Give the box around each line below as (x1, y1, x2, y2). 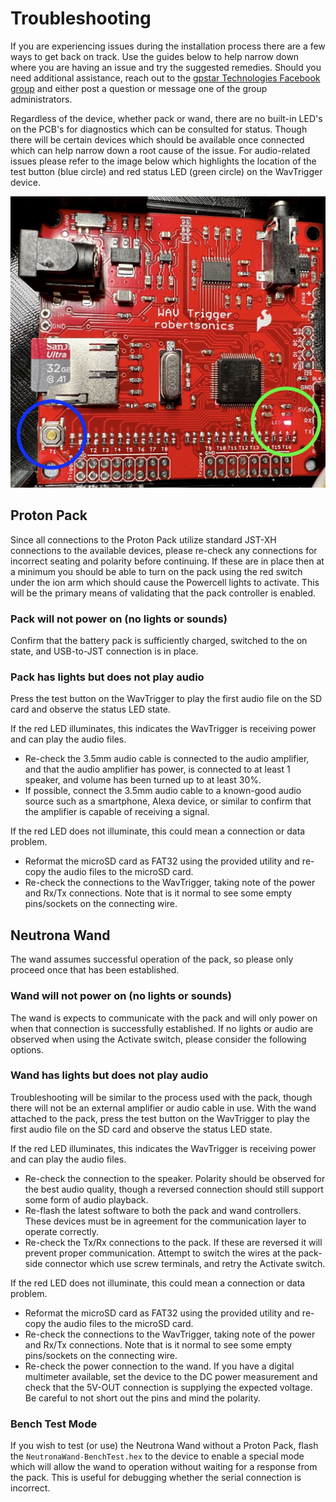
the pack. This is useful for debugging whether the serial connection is (10, 1472, 302, 1484)
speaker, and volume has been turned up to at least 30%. (24, 774, 262, 786)
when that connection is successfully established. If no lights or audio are (10, 1022, 314, 1034)
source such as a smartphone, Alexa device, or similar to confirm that (24, 795, 312, 807)
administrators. (10, 93, 73, 105)
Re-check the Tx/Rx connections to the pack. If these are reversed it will (24, 1236, 323, 1248)
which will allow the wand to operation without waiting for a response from (10, 1461, 318, 1473)
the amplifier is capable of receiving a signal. (24, 806, 210, 818)
